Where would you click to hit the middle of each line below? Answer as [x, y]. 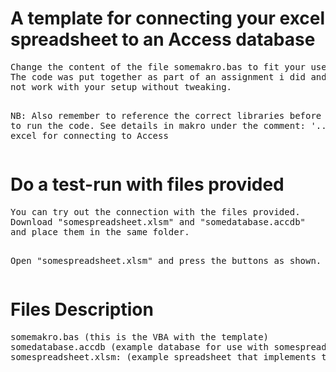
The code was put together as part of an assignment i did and [168, 76]
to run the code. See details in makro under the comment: [158, 125]
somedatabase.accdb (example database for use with [140, 346]
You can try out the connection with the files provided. [155, 211]
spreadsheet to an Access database [163, 39]
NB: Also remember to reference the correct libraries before [166, 115]
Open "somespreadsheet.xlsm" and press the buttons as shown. [166, 260]
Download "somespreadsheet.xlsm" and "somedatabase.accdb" [158, 221]
